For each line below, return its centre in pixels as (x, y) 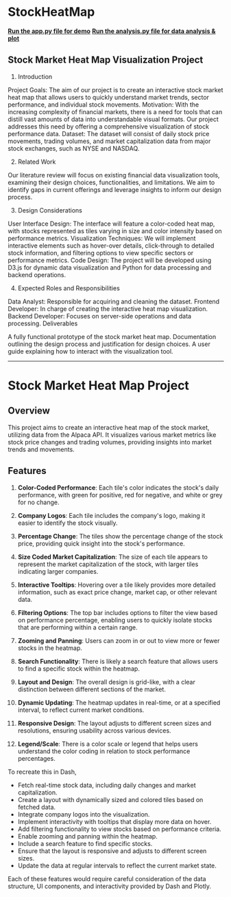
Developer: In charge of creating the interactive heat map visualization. (108, 309)
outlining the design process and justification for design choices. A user (109, 344)
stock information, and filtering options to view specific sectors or (101, 252)
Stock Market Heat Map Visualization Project (106, 60)
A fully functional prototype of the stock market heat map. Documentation (112, 336)
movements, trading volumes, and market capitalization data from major (109, 141)
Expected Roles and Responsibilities (69, 288)
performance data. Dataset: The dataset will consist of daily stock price (109, 133)
